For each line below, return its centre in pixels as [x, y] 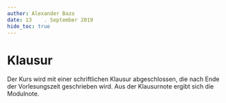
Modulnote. [23, 94]
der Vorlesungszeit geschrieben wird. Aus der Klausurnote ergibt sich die [111, 87]
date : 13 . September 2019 [50, 20]
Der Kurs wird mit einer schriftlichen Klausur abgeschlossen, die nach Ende [113, 79]
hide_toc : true [29, 26]
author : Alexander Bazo [41, 13]
